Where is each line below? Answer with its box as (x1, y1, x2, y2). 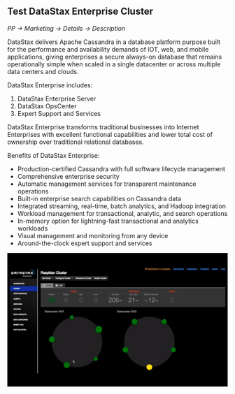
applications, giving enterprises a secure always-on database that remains (7, 52, 222, 61)
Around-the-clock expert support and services (17, 239, 152, 247)
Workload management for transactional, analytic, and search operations (17, 209, 228, 217)
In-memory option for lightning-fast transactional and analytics (17, 217, 199, 225)
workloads (17, 224, 48, 233)
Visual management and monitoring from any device (17, 231, 169, 240)
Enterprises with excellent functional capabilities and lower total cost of (7, 130, 213, 138)
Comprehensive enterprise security (17, 172, 120, 180)
